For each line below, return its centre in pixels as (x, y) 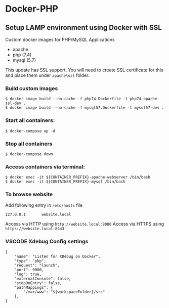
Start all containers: (30, 120)
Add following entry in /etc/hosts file (44, 205)
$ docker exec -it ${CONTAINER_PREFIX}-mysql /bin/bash (65, 182)
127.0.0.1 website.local (38, 215)
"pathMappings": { (34, 287)
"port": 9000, (29, 270)
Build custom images (32, 88)
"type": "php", (30, 261)
